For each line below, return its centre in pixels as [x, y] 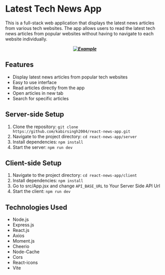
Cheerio [21, 247]
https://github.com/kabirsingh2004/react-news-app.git [71, 131]
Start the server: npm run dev [43, 147]
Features [19, 65]
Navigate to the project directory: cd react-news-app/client [75, 175]
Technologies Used [36, 207]
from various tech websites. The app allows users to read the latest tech [80, 28]
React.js [21, 230]
